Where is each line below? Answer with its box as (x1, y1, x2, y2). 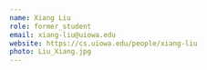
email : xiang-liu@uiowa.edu (9, 30, 117, 39)
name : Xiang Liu (9, 13, 71, 23)
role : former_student (9, 22, 92, 31)
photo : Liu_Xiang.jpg (9, 47, 92, 56)
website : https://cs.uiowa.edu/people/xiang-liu (9, 38, 198, 48)
